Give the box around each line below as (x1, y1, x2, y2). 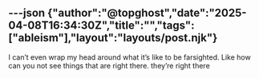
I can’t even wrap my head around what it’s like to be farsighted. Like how (8, 52, 251, 62)
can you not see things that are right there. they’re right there (8, 60, 210, 70)
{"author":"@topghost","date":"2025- (47, 6, 247, 20)
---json (8, 6, 46, 20)
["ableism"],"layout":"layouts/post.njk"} (8, 31, 218, 45)
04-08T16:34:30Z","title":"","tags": (8, 19, 195, 33)
